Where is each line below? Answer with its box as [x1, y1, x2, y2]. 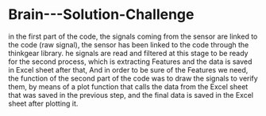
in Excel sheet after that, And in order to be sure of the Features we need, [8, 65, 249, 74]
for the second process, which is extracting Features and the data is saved [8, 57, 253, 66]
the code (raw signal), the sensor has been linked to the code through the [8, 39, 249, 49]
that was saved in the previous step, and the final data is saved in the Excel [8, 90, 254, 99]
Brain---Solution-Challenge [8, 6, 195, 24]
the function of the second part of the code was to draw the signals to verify [8, 73, 258, 83]
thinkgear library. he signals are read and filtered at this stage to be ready [8, 48, 249, 58]
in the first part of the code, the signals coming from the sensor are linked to [8, 32, 258, 41]
